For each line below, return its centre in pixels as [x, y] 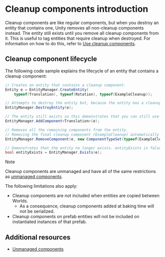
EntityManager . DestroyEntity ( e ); [39, 108]
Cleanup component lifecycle [51, 59]
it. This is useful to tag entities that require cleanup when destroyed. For [78, 38]
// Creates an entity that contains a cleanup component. [66, 85]
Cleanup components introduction [77, 9]
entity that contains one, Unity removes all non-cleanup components [74, 28]
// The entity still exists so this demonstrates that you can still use [82, 116]
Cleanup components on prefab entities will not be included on [76, 217]
